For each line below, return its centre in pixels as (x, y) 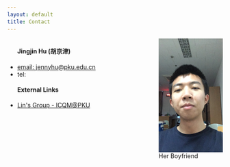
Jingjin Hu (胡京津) (44, 51)
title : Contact (29, 22)
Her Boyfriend (178, 156)
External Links (38, 90)
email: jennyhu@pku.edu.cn (56, 67)
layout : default (30, 14)
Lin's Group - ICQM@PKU (53, 105)
